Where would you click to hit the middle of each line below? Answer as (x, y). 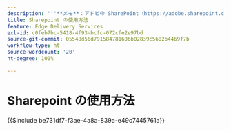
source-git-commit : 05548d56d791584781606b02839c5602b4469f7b (98, 39)
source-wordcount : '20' (41, 52)
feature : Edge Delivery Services (55, 26)
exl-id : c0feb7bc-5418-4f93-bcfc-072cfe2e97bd (75, 33)
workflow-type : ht (33, 46)
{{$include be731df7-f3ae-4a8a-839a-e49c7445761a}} (86, 120)
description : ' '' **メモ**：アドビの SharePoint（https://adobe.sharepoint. (114, 13)
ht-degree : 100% (30, 59)
